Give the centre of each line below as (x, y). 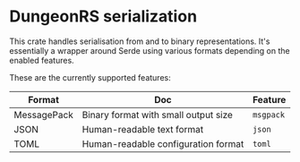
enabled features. (42, 60)
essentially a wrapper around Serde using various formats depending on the (150, 50)
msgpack (268, 115)
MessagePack (43, 115)
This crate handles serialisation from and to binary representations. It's (140, 41)
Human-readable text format (143, 129)
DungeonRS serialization (103, 17)
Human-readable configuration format (163, 143)
